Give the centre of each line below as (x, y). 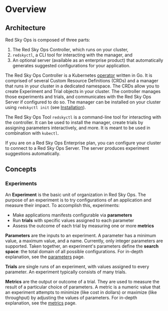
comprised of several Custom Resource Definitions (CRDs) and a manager (82, 81)
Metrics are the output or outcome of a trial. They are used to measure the (82, 281)
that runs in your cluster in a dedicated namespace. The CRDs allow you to (82, 86)
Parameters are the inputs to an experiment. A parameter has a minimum (81, 235)
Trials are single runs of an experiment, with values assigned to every (77, 266)
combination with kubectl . (32, 133)
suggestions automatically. (33, 153)
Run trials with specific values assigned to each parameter (73, 220)
